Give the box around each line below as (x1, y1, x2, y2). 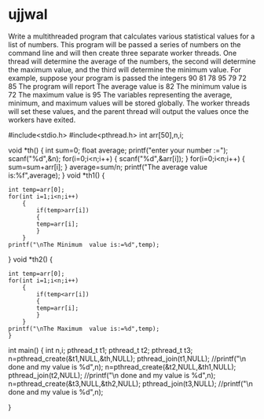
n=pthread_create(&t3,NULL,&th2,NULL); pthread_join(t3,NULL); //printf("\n (8, 379, 253, 388)
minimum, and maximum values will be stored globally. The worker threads (8, 98, 250, 108)
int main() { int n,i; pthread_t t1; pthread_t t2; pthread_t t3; (8, 345, 193, 355)
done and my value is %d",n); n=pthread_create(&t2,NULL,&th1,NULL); (8, 362, 236, 371)
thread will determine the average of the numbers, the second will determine (8, 57, 256, 66)
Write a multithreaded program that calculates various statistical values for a (8, 31, 255, 41)
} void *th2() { (8, 254, 53, 264)
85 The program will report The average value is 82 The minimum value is (8, 81, 247, 91)
